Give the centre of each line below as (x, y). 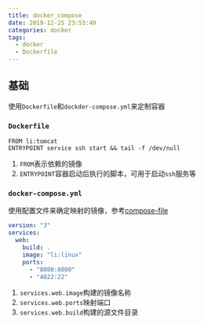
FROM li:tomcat (33, 142)
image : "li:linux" (52, 255)
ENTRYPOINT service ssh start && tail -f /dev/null (94, 149)
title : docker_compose (45, 15)
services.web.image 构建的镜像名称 (75, 293)
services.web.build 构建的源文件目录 (79, 312)
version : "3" (29, 226)
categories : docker (40, 30)
